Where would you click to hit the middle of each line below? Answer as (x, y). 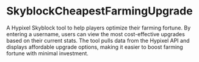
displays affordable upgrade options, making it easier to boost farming (95, 47)
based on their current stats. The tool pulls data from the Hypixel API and (98, 40)
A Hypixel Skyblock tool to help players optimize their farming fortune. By (99, 28)
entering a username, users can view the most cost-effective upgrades (96, 34)
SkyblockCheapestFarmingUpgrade (100, 11)
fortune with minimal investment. (47, 53)
